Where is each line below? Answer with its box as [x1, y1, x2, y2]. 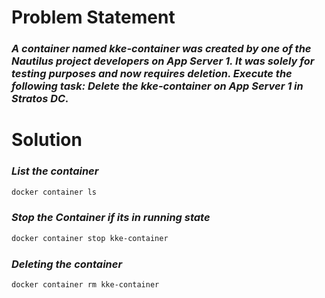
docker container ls [11, 187, 98, 197]
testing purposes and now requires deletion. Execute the [11, 67, 293, 81]
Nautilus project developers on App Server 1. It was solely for [11, 54, 315, 68]
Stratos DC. [11, 92, 69, 106]
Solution [11, 129, 83, 151]
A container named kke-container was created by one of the [11, 42, 312, 56]
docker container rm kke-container [11, 279, 160, 290]
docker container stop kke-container [11, 233, 169, 243]
